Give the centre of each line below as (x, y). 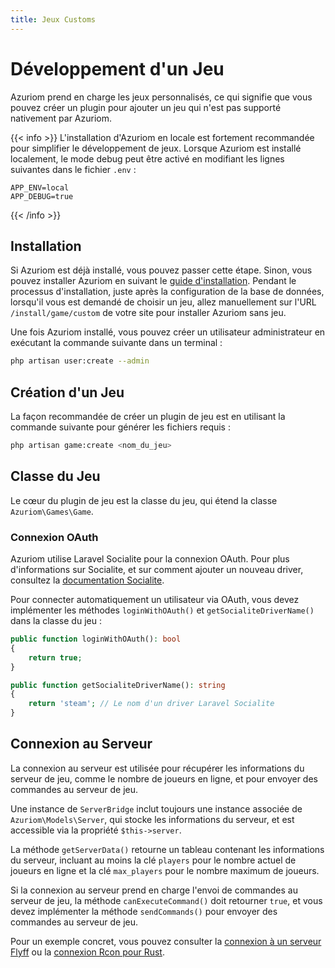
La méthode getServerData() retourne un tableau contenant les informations (167, 849)
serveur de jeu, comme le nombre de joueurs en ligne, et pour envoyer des (164, 778)
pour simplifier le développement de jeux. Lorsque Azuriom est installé (156, 148)
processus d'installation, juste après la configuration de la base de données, (167, 292)
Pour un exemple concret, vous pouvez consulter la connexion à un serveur (166, 941)
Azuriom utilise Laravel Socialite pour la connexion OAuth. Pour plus (150, 559)
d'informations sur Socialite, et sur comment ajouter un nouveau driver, (157, 570)
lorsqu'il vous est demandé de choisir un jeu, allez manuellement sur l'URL (163, 302)
